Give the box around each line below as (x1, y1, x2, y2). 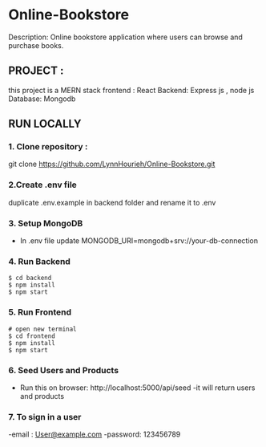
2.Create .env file (8, 179, 78, 190)
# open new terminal (8, 325, 78, 333)
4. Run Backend (8, 255, 71, 266)
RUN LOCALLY (8, 117, 82, 131)
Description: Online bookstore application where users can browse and (8, 32, 243, 42)
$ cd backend (8, 274, 52, 282)
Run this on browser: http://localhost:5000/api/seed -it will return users (19, 383, 256, 392)
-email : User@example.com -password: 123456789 (8, 429, 181, 439)
